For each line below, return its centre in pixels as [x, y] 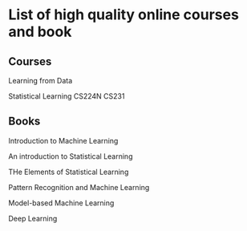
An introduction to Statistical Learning [71, 156]
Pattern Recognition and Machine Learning [79, 187]
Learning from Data [40, 81]
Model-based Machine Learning [61, 203]
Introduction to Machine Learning [63, 140]
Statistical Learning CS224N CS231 [67, 96]
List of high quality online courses [123, 15]
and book [40, 32]
